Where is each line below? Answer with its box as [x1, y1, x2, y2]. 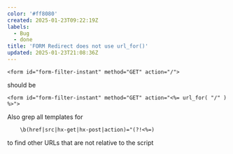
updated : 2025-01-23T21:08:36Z [7, 50, 99, 57]
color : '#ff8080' [7, 10, 58, 17]
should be [7, 80, 36, 89]
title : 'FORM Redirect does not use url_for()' [7, 43, 149, 50]
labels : [7, 23, 30, 30]
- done [13, 36, 33, 43]
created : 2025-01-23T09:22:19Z [7, 17, 99, 24]
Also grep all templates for [7, 113, 83, 121]
